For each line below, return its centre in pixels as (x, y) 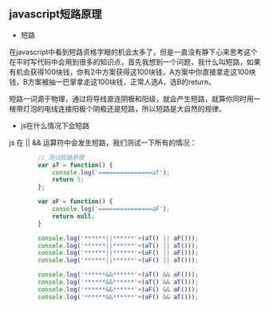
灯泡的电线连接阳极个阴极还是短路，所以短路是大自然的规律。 (124, 108)
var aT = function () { (75, 165)
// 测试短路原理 (61, 158)
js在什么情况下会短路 (55, 125)
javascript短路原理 (55, 14)
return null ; (73, 216)
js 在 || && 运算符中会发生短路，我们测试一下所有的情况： (103, 143)
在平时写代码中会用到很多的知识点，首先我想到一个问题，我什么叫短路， (128, 61)
